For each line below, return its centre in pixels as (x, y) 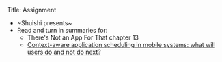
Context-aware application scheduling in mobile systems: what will (121, 45)
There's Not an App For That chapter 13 (83, 37)
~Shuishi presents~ (44, 23)
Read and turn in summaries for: (62, 30)
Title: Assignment (32, 10)
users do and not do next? (64, 52)
